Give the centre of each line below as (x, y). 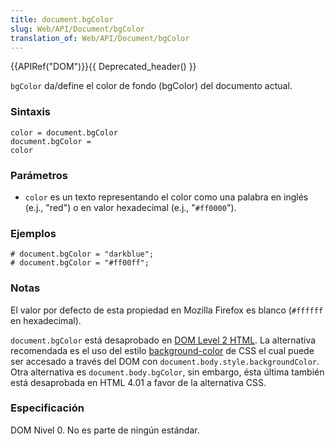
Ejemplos (33, 233)
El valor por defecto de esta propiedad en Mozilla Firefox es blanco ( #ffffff (167, 310)
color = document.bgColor (64, 132)
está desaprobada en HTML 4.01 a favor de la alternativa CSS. (138, 382)
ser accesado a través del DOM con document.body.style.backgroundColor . (165, 361)
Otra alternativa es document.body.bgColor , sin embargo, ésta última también (167, 372)
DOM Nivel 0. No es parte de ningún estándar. (105, 430)
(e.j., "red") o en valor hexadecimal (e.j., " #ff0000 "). (130, 207)
